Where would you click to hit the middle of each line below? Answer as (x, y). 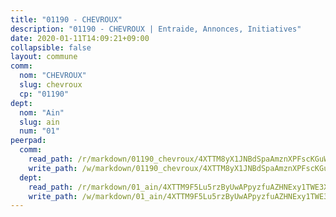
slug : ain (39, 122)
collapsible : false (51, 47)
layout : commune (44, 57)
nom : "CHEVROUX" (53, 76)
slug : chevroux (51, 85)
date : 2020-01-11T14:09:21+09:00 (80, 38)
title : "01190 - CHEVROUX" (66, 19)
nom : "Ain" (42, 112)
